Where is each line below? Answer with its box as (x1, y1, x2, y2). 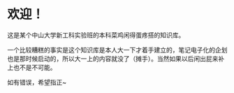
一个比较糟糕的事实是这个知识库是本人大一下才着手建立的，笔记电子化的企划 (7, 45, 228, 54)
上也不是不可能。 (7, 63, 57, 71)
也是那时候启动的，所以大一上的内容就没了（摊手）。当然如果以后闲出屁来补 (7, 54, 225, 63)
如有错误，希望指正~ (7, 78, 67, 86)
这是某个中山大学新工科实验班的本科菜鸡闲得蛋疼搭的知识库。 (7, 31, 185, 39)
